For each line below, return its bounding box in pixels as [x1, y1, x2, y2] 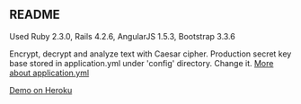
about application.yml [9, 67, 90, 78]
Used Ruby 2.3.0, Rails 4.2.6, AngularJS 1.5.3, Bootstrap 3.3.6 [9, 30, 235, 41]
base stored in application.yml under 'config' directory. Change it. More [9, 57, 274, 68]
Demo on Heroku [9, 84, 73, 95]
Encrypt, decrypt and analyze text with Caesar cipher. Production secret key [9, 48, 292, 59]
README [9, 7, 60, 22]
